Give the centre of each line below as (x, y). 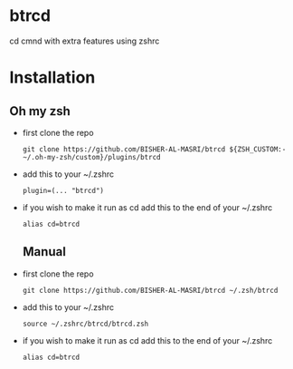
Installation (52, 78)
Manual (44, 252)
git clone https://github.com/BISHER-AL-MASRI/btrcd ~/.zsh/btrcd (150, 290)
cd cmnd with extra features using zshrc (85, 41)
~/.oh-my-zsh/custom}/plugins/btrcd (91, 157)
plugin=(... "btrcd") (63, 190)
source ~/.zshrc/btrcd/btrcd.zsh (85, 324)
